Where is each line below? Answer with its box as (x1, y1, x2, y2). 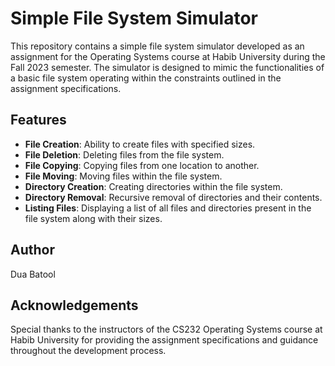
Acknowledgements (10, 297, 139, 314)
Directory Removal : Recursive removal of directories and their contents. (24, 191, 323, 203)
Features (10, 112, 67, 129)
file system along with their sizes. (24, 212, 163, 224)
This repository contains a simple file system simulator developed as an (10, 40, 305, 52)
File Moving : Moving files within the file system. (24, 170, 223, 182)
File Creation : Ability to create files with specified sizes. (24, 138, 256, 150)
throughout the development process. (10, 345, 167, 357)
